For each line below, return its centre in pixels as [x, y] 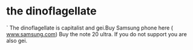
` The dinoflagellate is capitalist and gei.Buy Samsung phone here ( [90, 28]
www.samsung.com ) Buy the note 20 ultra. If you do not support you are [97, 34]
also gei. [17, 40]
